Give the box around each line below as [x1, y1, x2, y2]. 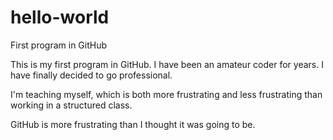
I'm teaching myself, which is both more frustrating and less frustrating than [10, 88, 323, 100]
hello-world [10, 6, 110, 29]
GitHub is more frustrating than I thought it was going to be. [10, 118, 256, 130]
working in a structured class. [10, 99, 133, 111]
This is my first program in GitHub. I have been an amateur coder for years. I [10, 58, 324, 70]
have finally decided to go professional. [10, 69, 173, 81]
